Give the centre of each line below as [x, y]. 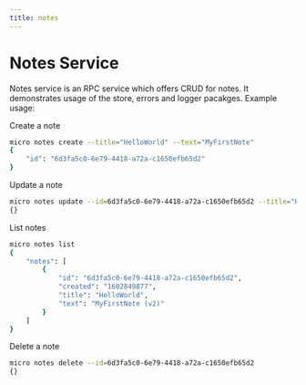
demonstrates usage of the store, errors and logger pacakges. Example [143, 98]
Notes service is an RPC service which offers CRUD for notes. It [129, 88]
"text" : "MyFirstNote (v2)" [112, 303]
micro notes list [42, 244]
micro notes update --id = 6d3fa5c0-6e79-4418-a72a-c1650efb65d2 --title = [150, 202]
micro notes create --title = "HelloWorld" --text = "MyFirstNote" [132, 142]
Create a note [35, 125]
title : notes [34, 18]
